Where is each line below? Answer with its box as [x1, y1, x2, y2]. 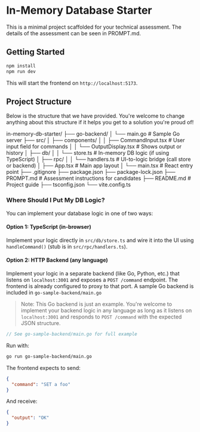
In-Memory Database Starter [6, 4, 152, 17]
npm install [6, 63, 36, 69]
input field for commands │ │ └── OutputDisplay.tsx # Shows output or [6, 143, 182, 150]
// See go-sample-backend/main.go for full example [6, 331, 137, 338]
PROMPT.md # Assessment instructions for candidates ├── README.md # [6, 174, 191, 182]
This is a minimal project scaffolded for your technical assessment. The [6, 23, 182, 30]
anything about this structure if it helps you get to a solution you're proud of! [6, 119, 194, 126]
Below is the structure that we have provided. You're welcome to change [6, 112, 185, 120]
